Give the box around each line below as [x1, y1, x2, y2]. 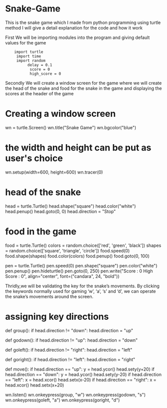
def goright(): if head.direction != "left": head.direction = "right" [5, 356, 136, 362]
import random [16, 58, 46, 63]
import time [16, 53, 41, 59]
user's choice [5, 153, 63, 164]
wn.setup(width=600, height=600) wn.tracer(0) [5, 169, 103, 175]
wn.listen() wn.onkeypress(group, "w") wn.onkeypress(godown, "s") [5, 392, 146, 398]
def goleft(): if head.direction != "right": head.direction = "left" [5, 347, 133, 353]
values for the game [5, 39, 46, 45]
